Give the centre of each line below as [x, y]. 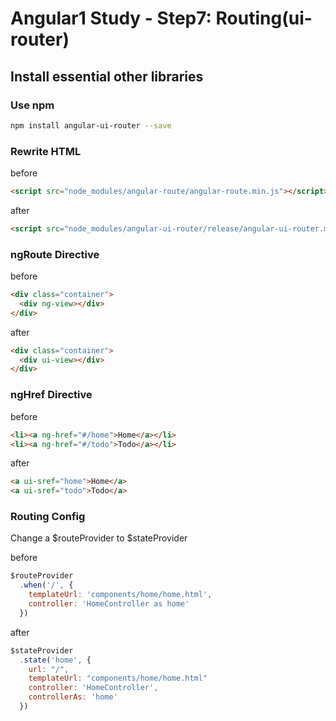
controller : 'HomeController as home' [109, 604]
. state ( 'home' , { [55, 660]
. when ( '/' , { [46, 585]
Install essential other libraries [107, 76]
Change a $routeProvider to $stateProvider [99, 538]
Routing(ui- [264, 18]
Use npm [32, 105]
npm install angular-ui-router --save [91, 125]
